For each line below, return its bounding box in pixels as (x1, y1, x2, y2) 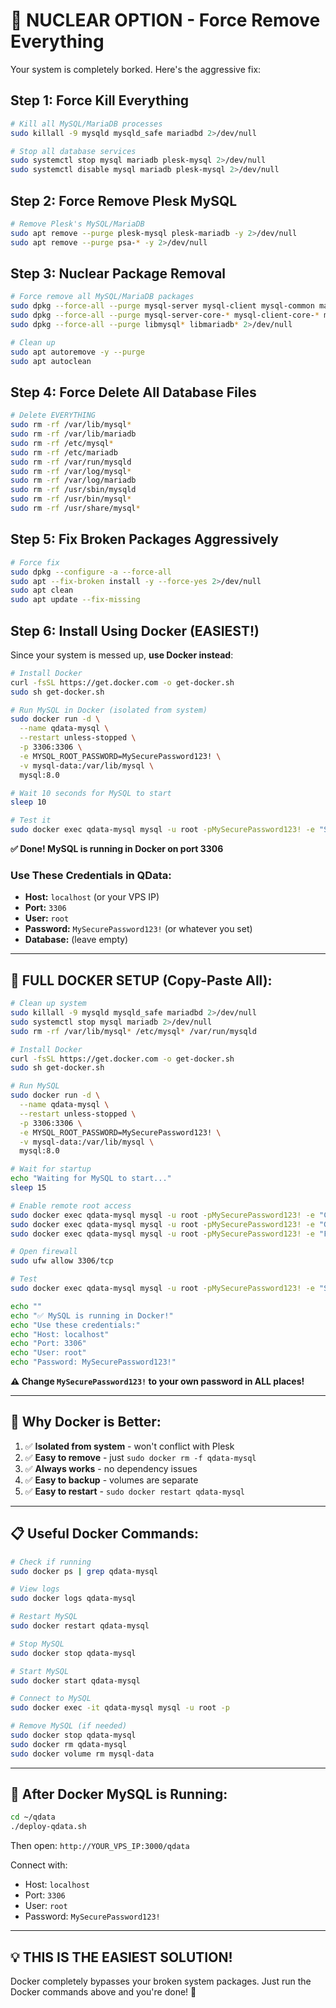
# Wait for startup (10, 1164, 92, 1174)
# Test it (10, 815, 52, 826)
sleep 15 (10, 1183, 47, 1193)
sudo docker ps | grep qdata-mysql (10, 1566, 159, 1576)
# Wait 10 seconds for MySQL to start (10, 788, 172, 798)
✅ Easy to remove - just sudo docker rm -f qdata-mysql (24, 1451, 257, 1463)
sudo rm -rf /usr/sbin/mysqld (10, 485, 137, 495)
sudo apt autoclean (10, 356, 92, 366)
